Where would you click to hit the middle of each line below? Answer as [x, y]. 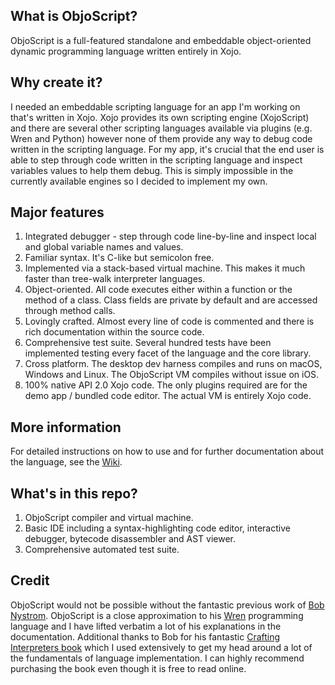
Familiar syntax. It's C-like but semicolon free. [119, 258]
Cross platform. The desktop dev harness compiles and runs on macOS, [173, 364]
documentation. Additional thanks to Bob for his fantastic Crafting [145, 636]
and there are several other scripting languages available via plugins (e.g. [161, 128]
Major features [57, 212]
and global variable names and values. [104, 247]
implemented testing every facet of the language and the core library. [168, 353]
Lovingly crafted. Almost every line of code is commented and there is [169, 321]
